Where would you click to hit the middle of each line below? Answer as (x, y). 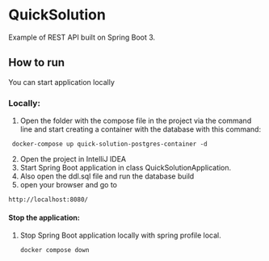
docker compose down (55, 250)
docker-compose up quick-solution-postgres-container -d (109, 144)
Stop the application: (44, 217)
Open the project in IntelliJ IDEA (73, 159)
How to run (37, 63)
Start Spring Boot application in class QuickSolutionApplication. (126, 168)
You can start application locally (62, 82)
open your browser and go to (68, 185)
